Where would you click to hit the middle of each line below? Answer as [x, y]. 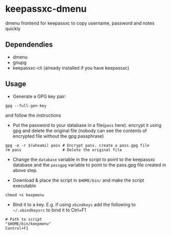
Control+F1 [17, 228]
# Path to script [24, 219]
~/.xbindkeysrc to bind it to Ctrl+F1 [50, 210]
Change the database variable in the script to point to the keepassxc [84, 159]
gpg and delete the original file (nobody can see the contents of [80, 131]
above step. [25, 170]
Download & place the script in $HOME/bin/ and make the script [78, 180]
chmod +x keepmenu [25, 195]
